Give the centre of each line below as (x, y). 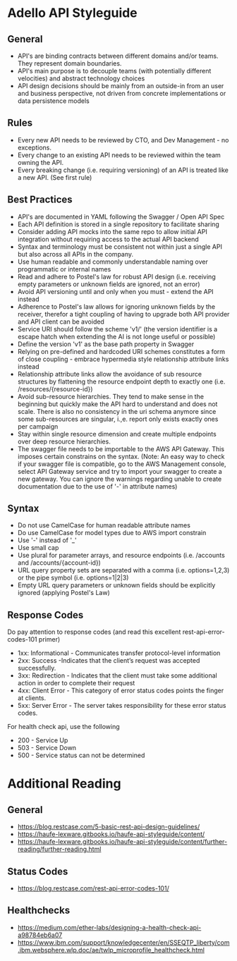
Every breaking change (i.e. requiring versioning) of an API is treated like (123, 170)
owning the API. (41, 162)
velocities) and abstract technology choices (81, 78)
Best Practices (40, 200)
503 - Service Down (47, 748)
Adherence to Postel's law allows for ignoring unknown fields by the (116, 306)
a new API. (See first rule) (55, 177)
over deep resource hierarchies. (64, 441)
